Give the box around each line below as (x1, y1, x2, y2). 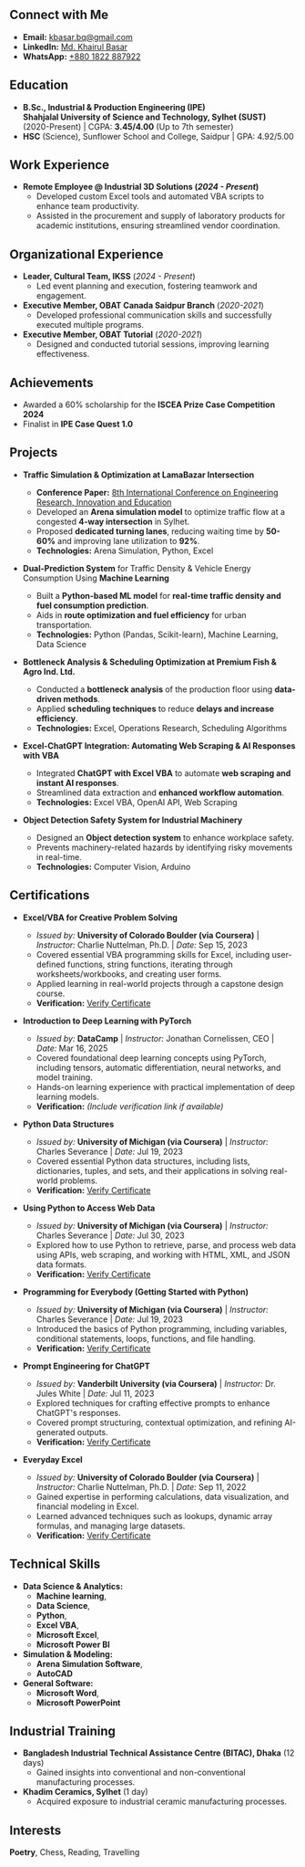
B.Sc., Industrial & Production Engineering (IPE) (22, 101, 207, 112)
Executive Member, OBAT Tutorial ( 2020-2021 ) (22, 329, 203, 341)
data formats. (36, 1259, 87, 1270)
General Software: (22, 1677, 94, 1688)
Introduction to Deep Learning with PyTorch (22, 1015, 192, 1026)
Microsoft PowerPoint (36, 1697, 121, 1708)
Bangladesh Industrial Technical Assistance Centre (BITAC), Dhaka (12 (22, 1747, 295, 1758)
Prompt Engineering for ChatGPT (22, 1360, 150, 1371)
